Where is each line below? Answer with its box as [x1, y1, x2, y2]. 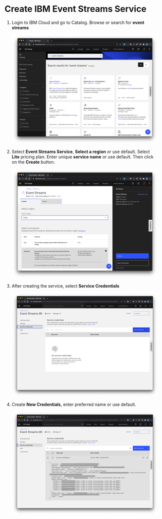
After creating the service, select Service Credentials [11, 283, 120, 289]
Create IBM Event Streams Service [4, 3, 147, 15]
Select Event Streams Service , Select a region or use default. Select [11, 149, 150, 154]
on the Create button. [11, 159, 55, 165]
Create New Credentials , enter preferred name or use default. [11, 401, 137, 407]
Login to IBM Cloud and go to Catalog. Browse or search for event [11, 19, 144, 25]
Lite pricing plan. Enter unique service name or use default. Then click [11, 154, 154, 160]
